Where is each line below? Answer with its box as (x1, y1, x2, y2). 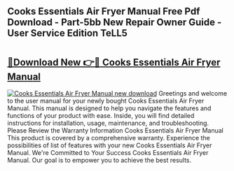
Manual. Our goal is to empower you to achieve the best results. (7, 156, 192, 164)
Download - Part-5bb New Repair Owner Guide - (7, 17, 222, 29)
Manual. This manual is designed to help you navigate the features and (7, 104, 212, 112)
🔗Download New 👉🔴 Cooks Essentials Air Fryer (7, 56, 221, 68)
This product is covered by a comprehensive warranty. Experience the (7, 134, 210, 142)
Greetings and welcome (158, 89, 228, 97)
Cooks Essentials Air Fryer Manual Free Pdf (7, 6, 200, 17)
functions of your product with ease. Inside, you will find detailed (7, 112, 195, 119)
